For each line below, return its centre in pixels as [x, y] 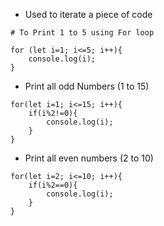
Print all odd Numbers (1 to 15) [87, 86]
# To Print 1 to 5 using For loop [82, 33]
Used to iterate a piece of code [88, 14]
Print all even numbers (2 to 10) [89, 158]
